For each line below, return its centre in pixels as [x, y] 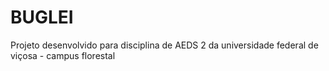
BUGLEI [42, 17]
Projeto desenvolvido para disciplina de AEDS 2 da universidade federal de [164, 45]
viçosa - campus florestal [63, 55]
